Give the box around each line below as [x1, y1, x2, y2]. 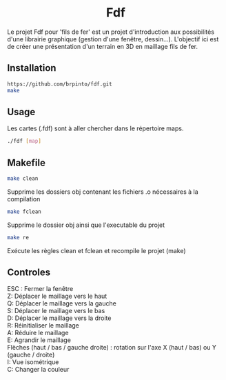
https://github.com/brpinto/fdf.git [7, 81, 112, 88]
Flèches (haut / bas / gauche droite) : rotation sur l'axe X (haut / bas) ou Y [7, 343, 217, 352]
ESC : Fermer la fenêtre [7, 285, 74, 293]
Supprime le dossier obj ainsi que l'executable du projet [7, 221, 165, 229]
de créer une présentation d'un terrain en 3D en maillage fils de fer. [7, 42, 198, 50]
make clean [7, 175, 39, 182]
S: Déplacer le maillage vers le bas [7, 307, 105, 315]
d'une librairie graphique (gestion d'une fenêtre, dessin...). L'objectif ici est [7, 34, 219, 43]
